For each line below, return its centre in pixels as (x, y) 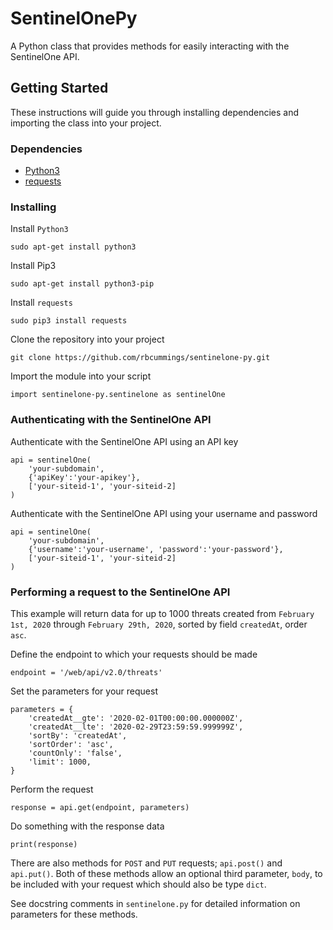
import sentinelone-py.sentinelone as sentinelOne (118, 395)
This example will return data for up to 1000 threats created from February (162, 613)
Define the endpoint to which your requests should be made (134, 654)
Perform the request (52, 789)
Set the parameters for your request (84, 691)
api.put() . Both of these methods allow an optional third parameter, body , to (166, 873)
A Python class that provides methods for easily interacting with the (150, 46)
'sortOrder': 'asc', (71, 744)
